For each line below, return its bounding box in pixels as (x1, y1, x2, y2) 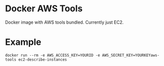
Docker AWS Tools (5, 3, 83, 14)
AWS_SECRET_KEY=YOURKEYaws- (101, 53, 160, 58)
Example (5, 36, 41, 48)
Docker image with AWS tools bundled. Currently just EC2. (5, 19, 124, 25)
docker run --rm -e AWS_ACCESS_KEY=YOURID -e (5, 53, 100, 58)
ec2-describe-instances (18, 57, 67, 62)
